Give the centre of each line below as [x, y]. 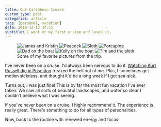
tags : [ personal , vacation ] [33, 23]
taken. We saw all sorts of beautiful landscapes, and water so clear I [73, 90]
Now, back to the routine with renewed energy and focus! [62, 119]
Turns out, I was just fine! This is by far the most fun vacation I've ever [75, 85]
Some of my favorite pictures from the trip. [60, 56]
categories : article [26, 18]
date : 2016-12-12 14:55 [29, 28]
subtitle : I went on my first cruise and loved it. [58, 32]
